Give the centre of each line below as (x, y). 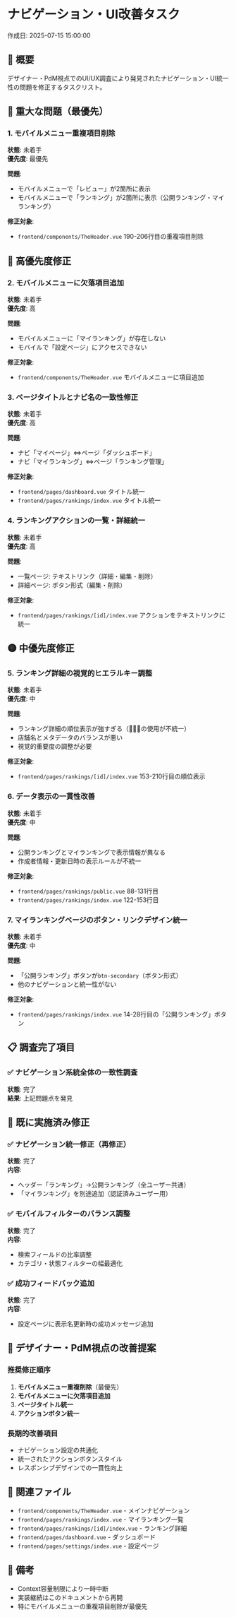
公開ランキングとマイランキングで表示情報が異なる (91, 852)
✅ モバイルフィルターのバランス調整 (69, 1214)
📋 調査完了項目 (41, 1047)
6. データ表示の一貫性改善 (51, 797)
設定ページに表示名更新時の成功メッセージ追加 (85, 1323)
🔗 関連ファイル (39, 1492)
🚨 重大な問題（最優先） (58, 111)
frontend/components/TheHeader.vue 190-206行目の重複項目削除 (111, 237)
